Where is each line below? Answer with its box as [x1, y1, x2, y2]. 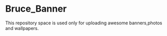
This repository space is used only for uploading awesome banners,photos [5, 20, 162, 26]
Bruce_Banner [5, 3, 67, 15]
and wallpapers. [5, 25, 39, 31]
